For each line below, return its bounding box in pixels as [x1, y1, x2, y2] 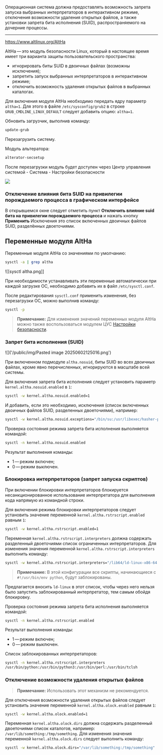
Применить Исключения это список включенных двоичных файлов [5, 218, 147, 224]
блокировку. [5, 594, 31, 600]
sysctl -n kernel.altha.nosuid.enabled [5, 440, 86, 445]
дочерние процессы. [5, 25, 49, 31]
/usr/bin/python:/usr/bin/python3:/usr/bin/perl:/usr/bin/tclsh [5, 665, 138, 670]
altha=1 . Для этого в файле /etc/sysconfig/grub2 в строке [5, 103, 125, 109]
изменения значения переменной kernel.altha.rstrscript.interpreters [5, 545, 155, 551]
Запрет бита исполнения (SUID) [5, 338, 84, 345]
